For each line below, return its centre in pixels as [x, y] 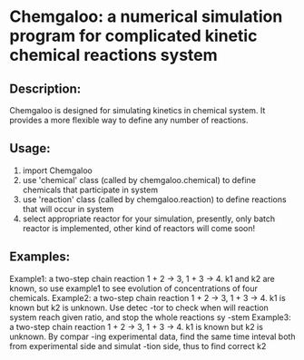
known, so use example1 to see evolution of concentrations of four [134, 288]
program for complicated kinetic [133, 36]
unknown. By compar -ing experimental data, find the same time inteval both [152, 336]
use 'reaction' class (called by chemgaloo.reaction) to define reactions [155, 199]
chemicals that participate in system [90, 190]
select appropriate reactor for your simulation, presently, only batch [148, 219]
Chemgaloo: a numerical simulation [146, 17]
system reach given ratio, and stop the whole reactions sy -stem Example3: [151, 317]
